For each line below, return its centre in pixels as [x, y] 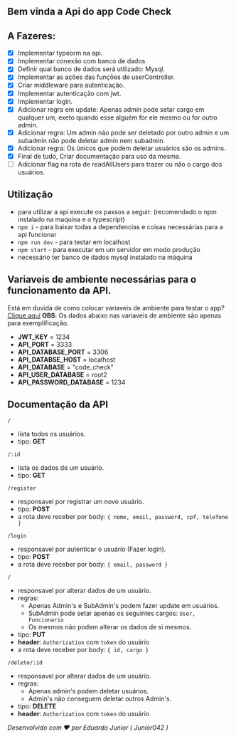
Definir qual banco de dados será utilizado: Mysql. [91, 69]
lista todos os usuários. [52, 434]
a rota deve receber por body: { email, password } [93, 565]
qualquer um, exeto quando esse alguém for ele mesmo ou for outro [118, 117]
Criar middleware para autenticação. [71, 85]
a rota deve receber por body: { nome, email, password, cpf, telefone [123, 517]
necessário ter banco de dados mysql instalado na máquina [105, 257]
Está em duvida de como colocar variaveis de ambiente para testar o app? [116, 308]
